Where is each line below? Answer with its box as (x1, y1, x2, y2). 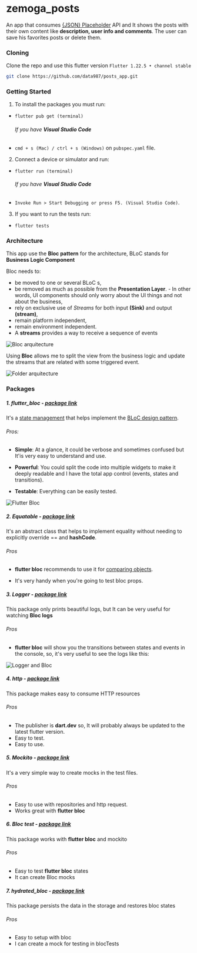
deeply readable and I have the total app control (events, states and (14, 470, 178, 477)
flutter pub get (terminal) (14, 113, 84, 119)
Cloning (6, 48, 29, 57)
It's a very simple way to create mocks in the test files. (6, 769, 138, 776)
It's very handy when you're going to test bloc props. (14, 577, 143, 584)
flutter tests (14, 223, 49, 229)
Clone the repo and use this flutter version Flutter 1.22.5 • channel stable (6, 62, 192, 69)
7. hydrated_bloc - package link (6, 887, 85, 894)
